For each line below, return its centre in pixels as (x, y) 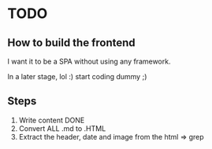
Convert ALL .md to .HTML (62, 128)
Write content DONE (52, 120)
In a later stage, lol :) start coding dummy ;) (77, 76)
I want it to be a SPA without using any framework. (89, 61)
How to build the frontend (71, 43)
